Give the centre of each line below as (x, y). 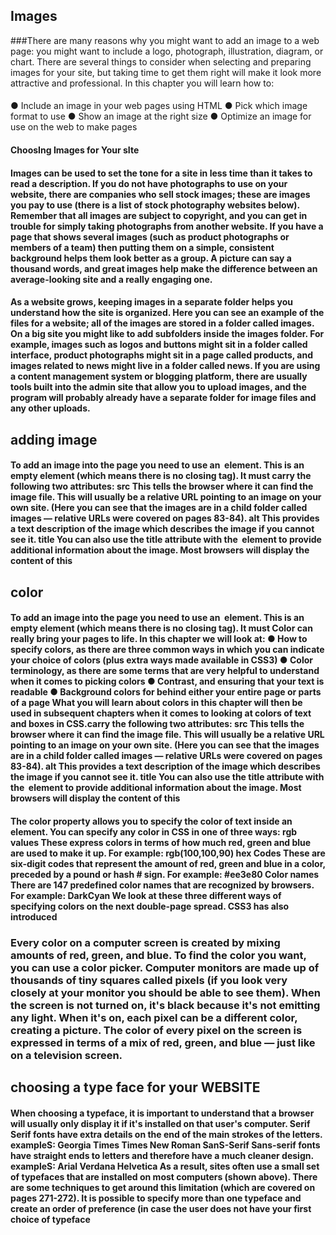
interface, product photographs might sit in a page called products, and (161, 355)
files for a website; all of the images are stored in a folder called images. (162, 323)
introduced (34, 916)
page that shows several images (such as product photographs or (150, 236)
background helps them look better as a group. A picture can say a (151, 258)
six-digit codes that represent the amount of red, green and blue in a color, (168, 863)
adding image (54, 439)
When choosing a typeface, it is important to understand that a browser (162, 1113)
